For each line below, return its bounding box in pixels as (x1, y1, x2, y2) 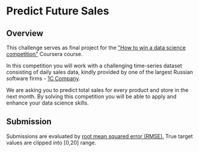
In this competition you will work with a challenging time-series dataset (6, 62, 182, 69)
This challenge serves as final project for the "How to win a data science (6, 44, 186, 51)
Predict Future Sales (6, 4, 109, 18)
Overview (6, 28, 44, 38)
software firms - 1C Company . (6, 75, 81, 82)
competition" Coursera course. (6, 50, 83, 58)
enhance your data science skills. (6, 99, 89, 106)
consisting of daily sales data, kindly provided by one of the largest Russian (6, 68, 194, 76)
